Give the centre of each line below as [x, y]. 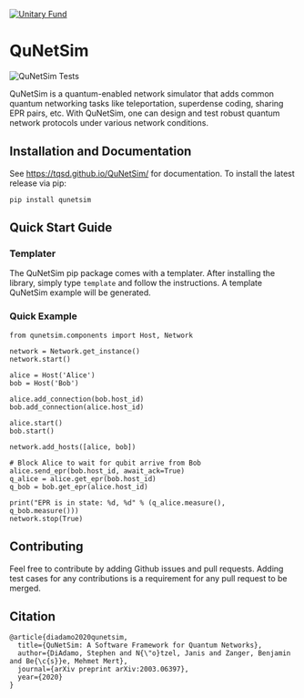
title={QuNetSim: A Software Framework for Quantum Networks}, [140, 646]
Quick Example [43, 316]
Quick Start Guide [61, 228]
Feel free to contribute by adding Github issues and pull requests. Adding [147, 569]
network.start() [40, 359]
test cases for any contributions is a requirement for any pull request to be [149, 578]
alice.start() [36, 423]
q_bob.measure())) [44, 510]
